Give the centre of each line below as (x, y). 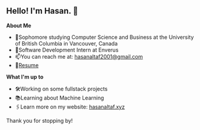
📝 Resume (27, 65)
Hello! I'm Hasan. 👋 (42, 11)
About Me (19, 25)
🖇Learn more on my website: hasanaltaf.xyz (70, 107)
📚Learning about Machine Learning (59, 98)
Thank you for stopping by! (40, 120)
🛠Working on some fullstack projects (61, 89)
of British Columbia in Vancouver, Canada (66, 43)
